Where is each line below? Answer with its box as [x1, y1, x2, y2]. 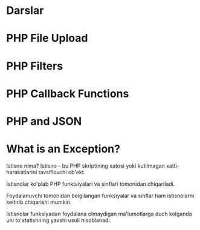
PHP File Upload [6, 31, 88, 45]
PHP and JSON [6, 114, 82, 128]
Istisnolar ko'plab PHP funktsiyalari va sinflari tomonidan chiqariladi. [6, 180, 175, 188]
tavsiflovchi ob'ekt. [38, 168, 86, 176]
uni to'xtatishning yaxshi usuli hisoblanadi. [6, 216, 112, 224]
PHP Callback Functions [6, 87, 129, 100]
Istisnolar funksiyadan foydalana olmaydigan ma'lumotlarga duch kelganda [6, 210, 192, 217]
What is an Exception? [6, 142, 121, 156]
